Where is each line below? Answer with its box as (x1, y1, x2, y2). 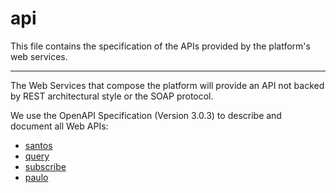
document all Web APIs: (10, 120, 109, 132)
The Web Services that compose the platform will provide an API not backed (10, 79, 325, 91)
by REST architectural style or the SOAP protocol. (10, 90, 214, 102)
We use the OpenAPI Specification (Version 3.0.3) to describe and (10, 109, 282, 121)
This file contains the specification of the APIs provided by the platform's (10, 40, 311, 52)
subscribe (24, 160, 67, 172)
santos (24, 139, 53, 151)
